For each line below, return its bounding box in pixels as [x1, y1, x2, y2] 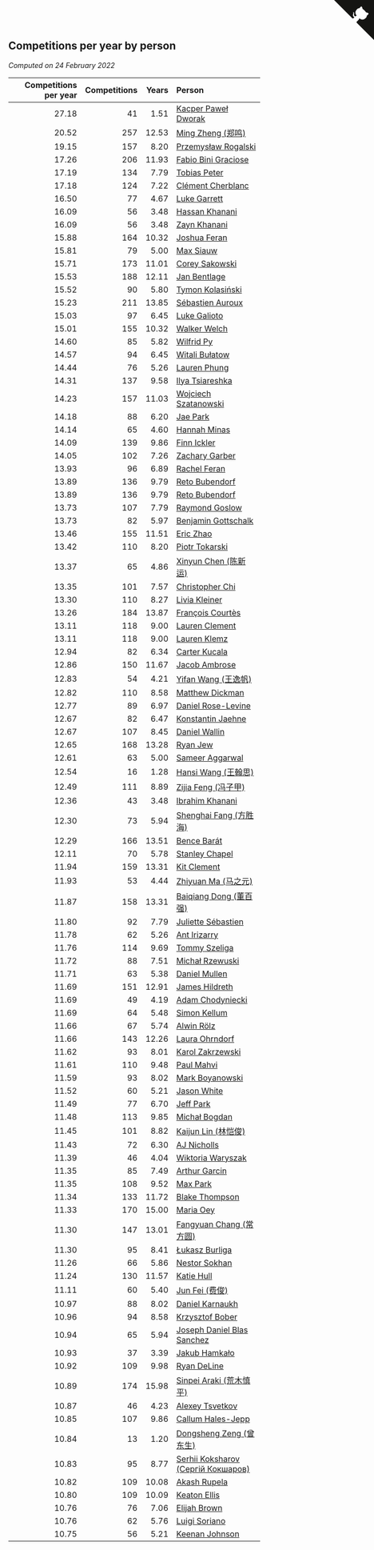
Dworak [176, 113, 206, 124]
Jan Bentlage [176, 270, 226, 282]
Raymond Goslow [176, 502, 242, 513]
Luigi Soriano [176, 1515, 226, 1526]
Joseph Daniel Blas [176, 1324, 249, 1336]
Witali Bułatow [176, 349, 230, 360]
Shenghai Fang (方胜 [176, 809, 254, 820]
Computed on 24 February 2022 [8, 60, 115, 70]
